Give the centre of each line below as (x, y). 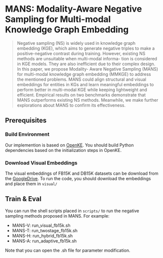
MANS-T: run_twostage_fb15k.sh (45, 230)
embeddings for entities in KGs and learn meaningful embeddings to (85, 84)
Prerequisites (26, 120)
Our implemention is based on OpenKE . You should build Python (69, 145)
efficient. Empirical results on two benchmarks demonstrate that (81, 95)
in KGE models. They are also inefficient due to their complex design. (86, 64)
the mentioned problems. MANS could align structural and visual (81, 79)
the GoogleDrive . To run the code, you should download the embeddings (78, 178)
